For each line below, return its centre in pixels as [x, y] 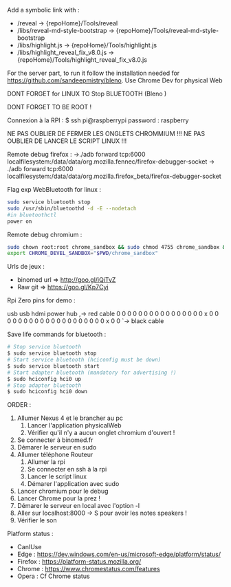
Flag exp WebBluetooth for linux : [54, 189]
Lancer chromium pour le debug [63, 491]
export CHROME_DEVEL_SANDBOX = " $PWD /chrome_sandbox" [82, 254]
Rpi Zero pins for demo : [41, 300]
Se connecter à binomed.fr [55, 440]
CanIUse [29, 547]
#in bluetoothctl [32, 215]
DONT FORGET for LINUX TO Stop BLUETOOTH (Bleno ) [87, 93]
